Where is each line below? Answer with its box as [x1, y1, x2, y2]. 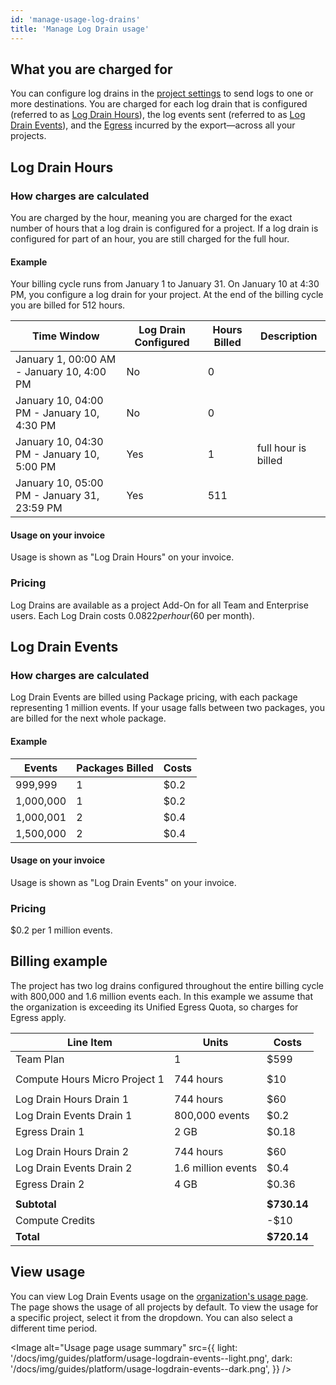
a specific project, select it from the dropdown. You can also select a [10, 1311, 293, 1323]
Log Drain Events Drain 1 [15, 1108, 133, 1122]
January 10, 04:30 [15, 435, 104, 449]
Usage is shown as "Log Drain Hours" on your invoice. [10, 551, 235, 563]
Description [260, 329, 318, 343]
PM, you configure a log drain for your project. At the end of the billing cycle [10, 289, 324, 301]
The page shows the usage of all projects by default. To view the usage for [10, 1301, 319, 1313]
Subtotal [15, 1197, 57, 1211]
